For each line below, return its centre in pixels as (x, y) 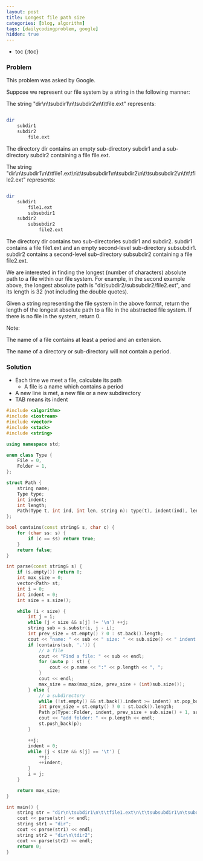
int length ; (32, 505)
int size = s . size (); (44, 600)
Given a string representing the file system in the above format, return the (98, 304)
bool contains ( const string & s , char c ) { (60, 528)
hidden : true (23, 34)
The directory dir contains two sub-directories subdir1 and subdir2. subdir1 (99, 241)
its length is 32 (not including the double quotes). (67, 292)
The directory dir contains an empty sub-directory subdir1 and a (86, 148)
